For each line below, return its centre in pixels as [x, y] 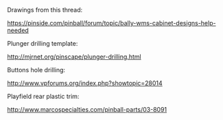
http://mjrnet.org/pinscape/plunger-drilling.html [74, 57]
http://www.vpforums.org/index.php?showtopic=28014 [85, 83]
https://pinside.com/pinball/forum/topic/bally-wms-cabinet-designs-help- [111, 23]
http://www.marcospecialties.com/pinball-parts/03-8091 [87, 109]
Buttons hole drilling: [36, 70]
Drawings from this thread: [45, 10]
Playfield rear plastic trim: [43, 96]
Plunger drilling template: [43, 43]
